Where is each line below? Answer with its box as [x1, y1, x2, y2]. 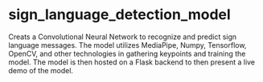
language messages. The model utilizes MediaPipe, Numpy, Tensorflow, [8, 40, 247, 49]
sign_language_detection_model [8, 6, 231, 24]
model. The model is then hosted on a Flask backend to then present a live [8, 57, 256, 67]
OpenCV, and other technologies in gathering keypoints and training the [8, 49, 246, 58]
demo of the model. [8, 65, 74, 75]
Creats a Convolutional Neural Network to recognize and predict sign [8, 32, 237, 41]
